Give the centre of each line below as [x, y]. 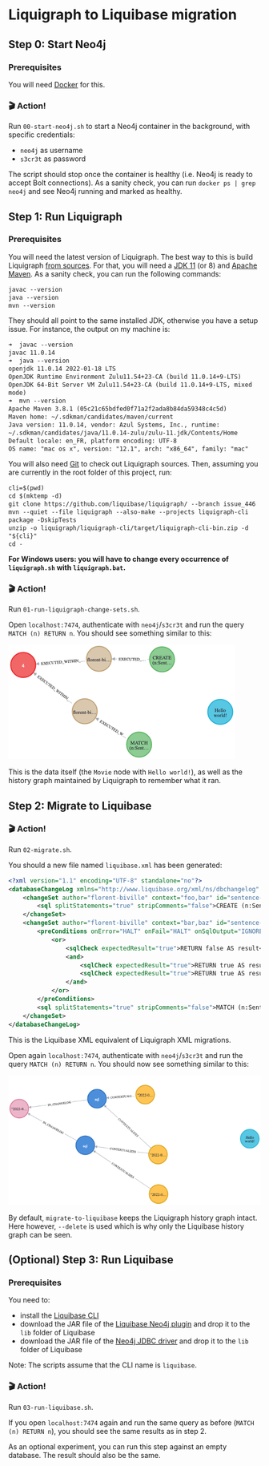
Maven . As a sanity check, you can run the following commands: [115, 273]
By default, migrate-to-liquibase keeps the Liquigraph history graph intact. [133, 1218]
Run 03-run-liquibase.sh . [51, 1407]
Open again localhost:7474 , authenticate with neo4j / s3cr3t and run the [126, 1055]
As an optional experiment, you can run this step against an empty [118, 1446]
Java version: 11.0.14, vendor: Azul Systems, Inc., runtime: [114, 425]
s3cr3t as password [53, 159]
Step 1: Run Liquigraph [65, 217]
